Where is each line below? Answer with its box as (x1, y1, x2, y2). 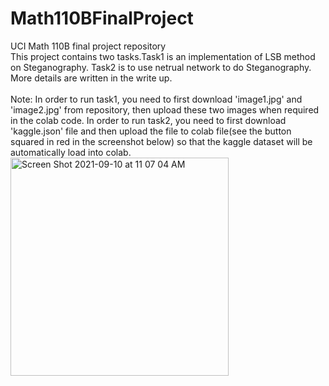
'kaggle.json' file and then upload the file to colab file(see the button (10, 125, 292, 137)
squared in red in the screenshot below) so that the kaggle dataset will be (10, 135, 313, 147)
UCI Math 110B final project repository (10, 40, 167, 52)
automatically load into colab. (10, 146, 132, 158)
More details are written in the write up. (10, 72, 173, 84)
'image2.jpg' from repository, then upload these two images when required (10, 103, 320, 116)
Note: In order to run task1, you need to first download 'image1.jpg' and (10, 93, 303, 105)
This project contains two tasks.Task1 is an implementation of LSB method (10, 50, 316, 62)
